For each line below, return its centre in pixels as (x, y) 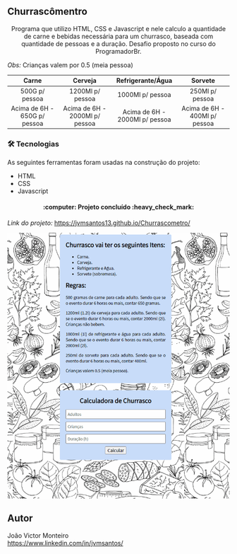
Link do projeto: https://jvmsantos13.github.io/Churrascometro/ (99, 223)
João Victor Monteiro (38, 535)
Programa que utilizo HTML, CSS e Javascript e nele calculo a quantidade (119, 28)
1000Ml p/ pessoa (144, 95)
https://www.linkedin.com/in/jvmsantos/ (65, 543)
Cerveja (85, 81)
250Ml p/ (203, 91)
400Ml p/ (203, 115)
